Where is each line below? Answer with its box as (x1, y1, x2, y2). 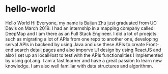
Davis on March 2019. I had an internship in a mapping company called (5, 25, 154, 31)
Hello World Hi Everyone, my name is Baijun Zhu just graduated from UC (5, 20, 157, 26)
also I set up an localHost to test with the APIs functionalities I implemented (5, 52, 163, 58)
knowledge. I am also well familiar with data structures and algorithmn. (5, 63, 154, 69)
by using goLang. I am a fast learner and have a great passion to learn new (5, 57, 162, 63)
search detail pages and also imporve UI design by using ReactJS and (14, 47, 161, 53)
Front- (146, 41, 159, 47)
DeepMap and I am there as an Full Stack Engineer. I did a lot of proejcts (5, 30, 157, 36)
